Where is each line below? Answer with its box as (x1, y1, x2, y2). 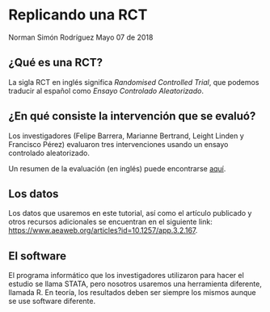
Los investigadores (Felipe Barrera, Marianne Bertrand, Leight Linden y (8, 131, 244, 141)
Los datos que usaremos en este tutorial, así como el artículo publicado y (8, 209, 252, 218)
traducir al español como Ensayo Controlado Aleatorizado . (8, 86, 205, 95)
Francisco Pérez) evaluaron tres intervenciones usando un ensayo (8, 139, 229, 149)
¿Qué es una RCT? (8, 56, 103, 70)
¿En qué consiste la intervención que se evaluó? (8, 109, 256, 123)
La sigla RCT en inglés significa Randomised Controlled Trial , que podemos (8, 77, 259, 86)
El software (8, 249, 67, 263)
